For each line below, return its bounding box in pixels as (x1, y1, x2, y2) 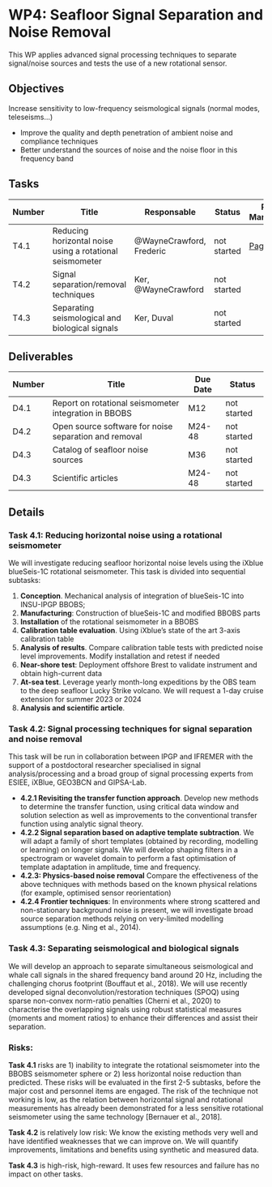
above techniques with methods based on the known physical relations (19, 880, 257, 889)
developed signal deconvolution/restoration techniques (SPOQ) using (8, 987, 240, 996)
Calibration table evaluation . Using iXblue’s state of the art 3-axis (19, 626, 240, 636)
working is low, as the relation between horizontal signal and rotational (8, 1095, 243, 1104)
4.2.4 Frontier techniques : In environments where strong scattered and (19, 897, 261, 906)
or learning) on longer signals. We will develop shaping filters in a (19, 845, 239, 855)
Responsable (144, 206, 196, 217)
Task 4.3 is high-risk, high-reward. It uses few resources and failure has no (8, 1160, 260, 1170)
